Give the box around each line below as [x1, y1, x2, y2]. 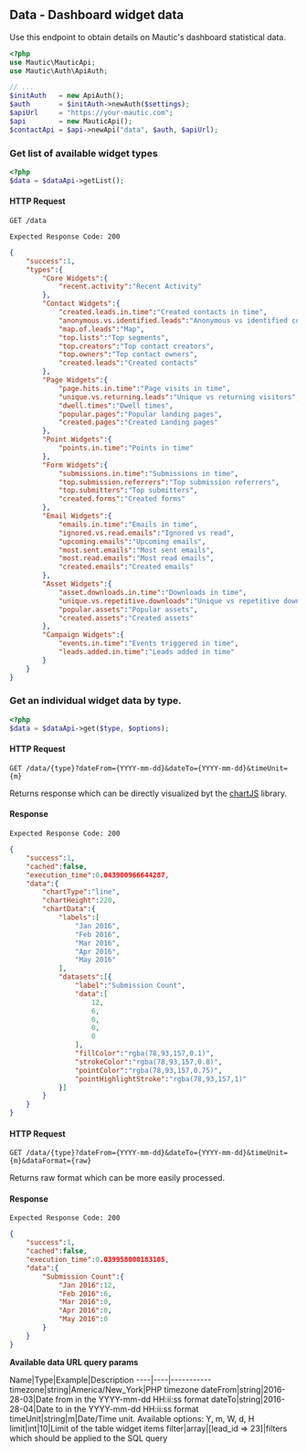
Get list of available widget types [9, 146, 158, 159]
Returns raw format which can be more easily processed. [9, 1172, 226, 1183]
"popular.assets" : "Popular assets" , [58, 605, 198, 614]
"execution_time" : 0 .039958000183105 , [26, 1256, 170, 1265]
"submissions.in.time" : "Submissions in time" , [58, 469, 239, 478]
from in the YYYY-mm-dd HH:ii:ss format [55, 1394, 209, 1405]
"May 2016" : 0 [58, 1315, 108, 1324]
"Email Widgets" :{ [42, 512, 112, 521]
